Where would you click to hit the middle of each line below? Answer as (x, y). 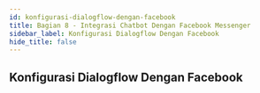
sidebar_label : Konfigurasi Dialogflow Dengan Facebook (114, 33)
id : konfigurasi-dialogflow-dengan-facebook (92, 17)
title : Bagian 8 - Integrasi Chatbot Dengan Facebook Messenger (130, 25)
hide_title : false (43, 42)
